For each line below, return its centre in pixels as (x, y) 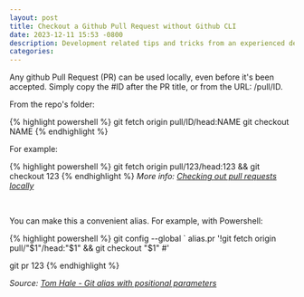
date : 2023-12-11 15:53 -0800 (66, 34)
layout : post (34, 18)
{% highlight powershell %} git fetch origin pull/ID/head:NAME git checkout (149, 122)
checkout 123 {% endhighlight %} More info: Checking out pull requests (143, 177)
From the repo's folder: (52, 104)
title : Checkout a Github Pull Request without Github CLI (123, 26)
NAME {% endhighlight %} (59, 131)
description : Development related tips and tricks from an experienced (147, 43)
